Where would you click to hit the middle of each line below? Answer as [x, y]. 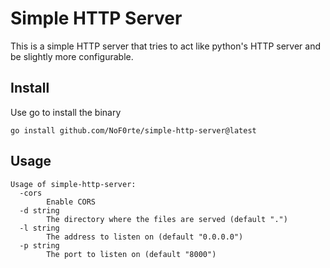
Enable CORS [71, 202]
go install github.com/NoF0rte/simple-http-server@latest [133, 130]
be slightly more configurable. [72, 56]
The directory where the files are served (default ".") [167, 219]
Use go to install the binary [66, 112]
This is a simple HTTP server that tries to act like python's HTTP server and [166, 46]
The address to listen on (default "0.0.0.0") [145, 237]
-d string [39, 210]
